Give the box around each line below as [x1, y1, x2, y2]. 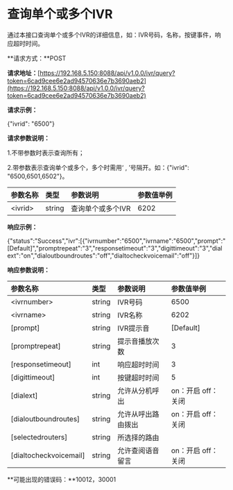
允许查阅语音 [117, 446, 159, 455]
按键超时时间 [117, 373, 159, 382]
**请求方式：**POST [7, 53, 67, 62]
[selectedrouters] [10, 432, 68, 441]
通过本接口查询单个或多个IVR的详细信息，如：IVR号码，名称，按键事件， [7, 31, 215, 39]
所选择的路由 [117, 432, 159, 442]
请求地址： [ [7, 69, 40, 77]
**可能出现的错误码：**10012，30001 [7, 475, 116, 483]
